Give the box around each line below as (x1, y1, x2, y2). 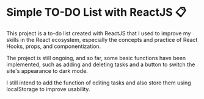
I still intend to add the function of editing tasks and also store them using (6, 79, 191, 86)
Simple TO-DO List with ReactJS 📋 (6, 5, 187, 19)
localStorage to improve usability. (6, 85, 90, 92)
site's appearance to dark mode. (6, 67, 89, 74)
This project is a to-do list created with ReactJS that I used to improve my (6, 29, 191, 37)
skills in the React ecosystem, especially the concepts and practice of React (6, 36, 198, 43)
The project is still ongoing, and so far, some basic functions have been (6, 54, 186, 61)
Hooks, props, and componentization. (6, 43, 101, 50)
